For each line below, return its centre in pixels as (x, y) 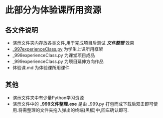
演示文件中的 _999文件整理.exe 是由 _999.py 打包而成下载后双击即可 (83, 104)
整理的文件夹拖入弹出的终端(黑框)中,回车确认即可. (78, 110)
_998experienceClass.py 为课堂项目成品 (54, 55)
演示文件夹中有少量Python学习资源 (48, 98)
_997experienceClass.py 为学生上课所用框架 (58, 49)
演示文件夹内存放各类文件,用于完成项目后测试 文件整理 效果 (73, 43)
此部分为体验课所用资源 (53, 10)
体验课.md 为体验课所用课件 (41, 68)
